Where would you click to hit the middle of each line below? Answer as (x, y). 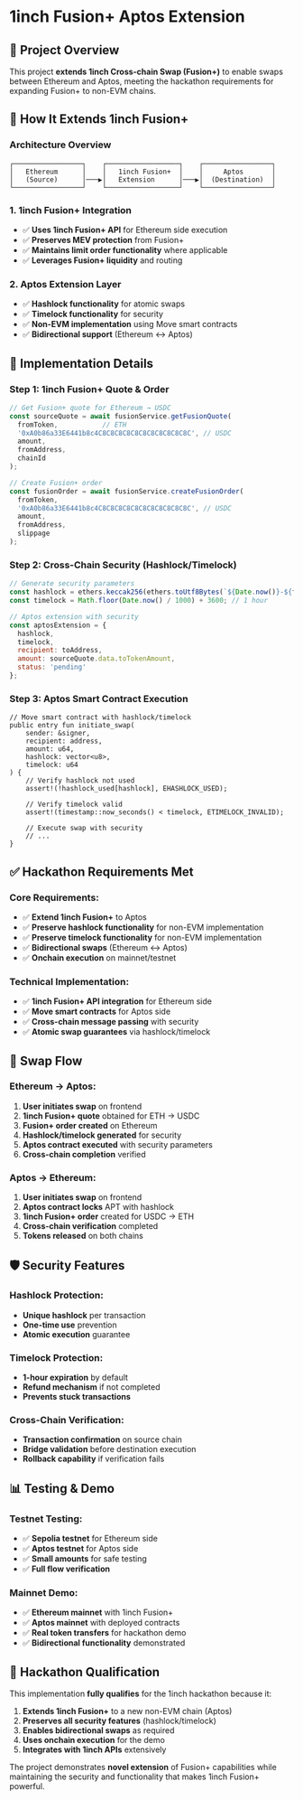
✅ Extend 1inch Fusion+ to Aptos (84, 917)
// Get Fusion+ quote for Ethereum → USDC (90, 408)
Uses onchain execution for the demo (93, 1740)
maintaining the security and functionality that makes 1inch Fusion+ (134, 1777)
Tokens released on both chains (83, 1236)
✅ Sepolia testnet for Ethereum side (90, 1539)
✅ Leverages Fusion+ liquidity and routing (102, 260)
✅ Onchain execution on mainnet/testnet (99, 957)
